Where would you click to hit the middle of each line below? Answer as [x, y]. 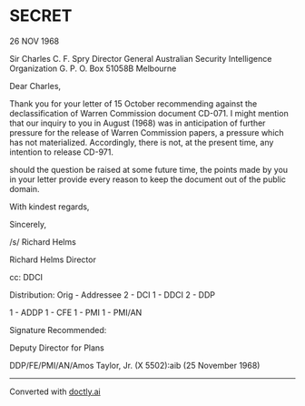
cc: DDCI [26, 277]
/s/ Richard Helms [43, 241]
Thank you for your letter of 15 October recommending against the [133, 103]
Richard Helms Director [53, 259]
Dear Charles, [35, 86]
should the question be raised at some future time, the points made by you [149, 169]
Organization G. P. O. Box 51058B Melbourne [93, 68]
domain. [25, 188]
